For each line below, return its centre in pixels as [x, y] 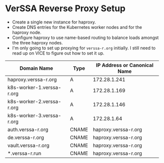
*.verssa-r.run [24, 153]
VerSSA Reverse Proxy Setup [65, 9]
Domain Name [36, 68]
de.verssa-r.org [26, 137]
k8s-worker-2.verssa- [34, 102]
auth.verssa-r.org [28, 129]
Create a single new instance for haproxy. [54, 22]
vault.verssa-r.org [29, 145]
